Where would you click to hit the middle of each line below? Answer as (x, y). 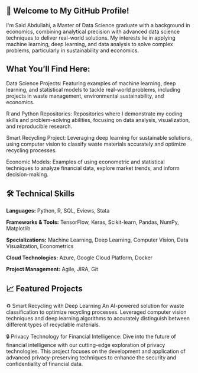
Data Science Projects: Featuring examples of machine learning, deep (91, 83)
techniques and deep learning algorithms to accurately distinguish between (98, 319)
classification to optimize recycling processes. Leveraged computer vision (97, 312)
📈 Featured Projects (44, 289)
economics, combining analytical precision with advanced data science (93, 31)
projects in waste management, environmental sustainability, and (85, 96)
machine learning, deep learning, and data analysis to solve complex (90, 44)
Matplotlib (18, 229)
